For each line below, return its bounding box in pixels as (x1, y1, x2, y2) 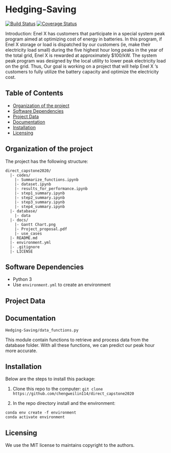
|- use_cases (14, 231, 42, 236)
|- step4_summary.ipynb (14, 204, 65, 209)
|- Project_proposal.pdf (14, 226, 67, 232)
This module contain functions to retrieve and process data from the (5, 337, 149, 343)
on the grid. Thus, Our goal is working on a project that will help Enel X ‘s (5, 63, 158, 69)
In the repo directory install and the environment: (12, 400, 116, 406)
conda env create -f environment (5, 410, 77, 416)
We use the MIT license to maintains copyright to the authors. (5, 442, 135, 448)
